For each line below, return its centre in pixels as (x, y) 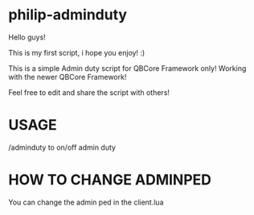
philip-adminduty (68, 15)
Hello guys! (27, 37)
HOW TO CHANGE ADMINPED (110, 180)
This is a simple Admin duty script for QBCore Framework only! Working (127, 68)
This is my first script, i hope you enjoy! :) (77, 52)
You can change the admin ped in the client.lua (86, 202)
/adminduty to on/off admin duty (62, 147)
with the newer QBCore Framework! (68, 76)
